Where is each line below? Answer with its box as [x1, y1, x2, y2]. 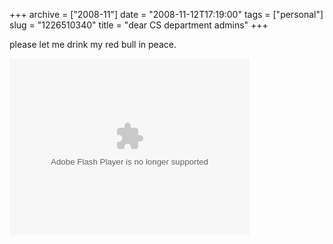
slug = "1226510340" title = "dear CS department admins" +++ [9, 19, 269, 31]
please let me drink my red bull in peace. [9, 39, 177, 50]
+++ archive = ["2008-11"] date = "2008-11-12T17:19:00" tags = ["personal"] [9, 9, 324, 20]
